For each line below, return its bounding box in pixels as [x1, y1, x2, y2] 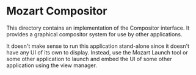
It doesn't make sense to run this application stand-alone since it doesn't [6, 42, 190, 50]
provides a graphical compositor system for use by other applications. [6, 30, 183, 37]
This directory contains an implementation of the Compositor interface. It [6, 24, 190, 31]
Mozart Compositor [6, 4, 107, 18]
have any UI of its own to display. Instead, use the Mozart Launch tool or [6, 48, 188, 56]
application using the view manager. [6, 62, 98, 69]
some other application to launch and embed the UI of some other [6, 55, 172, 62]
